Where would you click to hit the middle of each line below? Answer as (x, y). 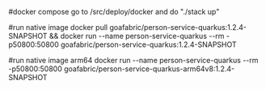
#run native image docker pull (58, 27)
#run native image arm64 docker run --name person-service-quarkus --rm (133, 60)
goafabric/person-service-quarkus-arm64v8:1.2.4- (149, 69)
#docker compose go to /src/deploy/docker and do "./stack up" (114, 12)
